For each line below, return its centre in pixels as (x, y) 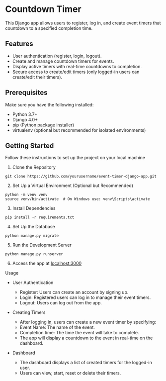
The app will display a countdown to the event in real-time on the (86, 338)
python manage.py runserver (34, 254)
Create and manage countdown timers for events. (63, 61)
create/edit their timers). (37, 77)
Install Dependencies (34, 208)
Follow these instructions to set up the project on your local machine (75, 158)
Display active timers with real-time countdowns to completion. (77, 66)
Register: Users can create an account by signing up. (74, 292)
